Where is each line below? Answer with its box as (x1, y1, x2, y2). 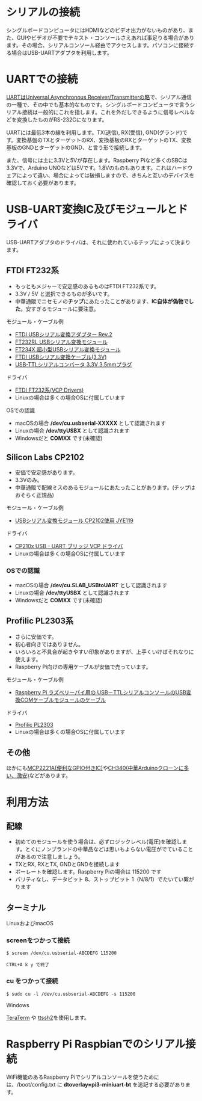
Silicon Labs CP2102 (6, 452, 84, 463)
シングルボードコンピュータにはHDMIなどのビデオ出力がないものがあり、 (6, 26, 189, 34)
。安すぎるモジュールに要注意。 (20, 305, 99, 312)
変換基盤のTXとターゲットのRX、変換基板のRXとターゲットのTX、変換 (16, 136, 192, 143)
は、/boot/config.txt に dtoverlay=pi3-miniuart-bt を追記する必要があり (6, 1081, 186, 1088)
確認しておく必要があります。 (6, 179, 79, 187)
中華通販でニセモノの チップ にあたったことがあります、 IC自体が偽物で (14, 297, 189, 304)
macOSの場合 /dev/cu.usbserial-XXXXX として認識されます (14, 419, 167, 427)
